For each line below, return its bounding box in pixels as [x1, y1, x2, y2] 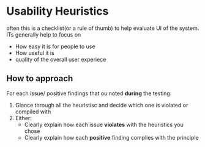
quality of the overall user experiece [15, 56, 106, 63]
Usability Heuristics [6, 4, 109, 18]
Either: [15, 114, 32, 121]
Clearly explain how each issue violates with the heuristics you [24, 121, 184, 128]
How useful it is [15, 49, 55, 56]
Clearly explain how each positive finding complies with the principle [24, 134, 199, 141]
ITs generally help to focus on [6, 30, 81, 38]
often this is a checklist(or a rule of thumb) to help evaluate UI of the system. [6, 24, 199, 32]
